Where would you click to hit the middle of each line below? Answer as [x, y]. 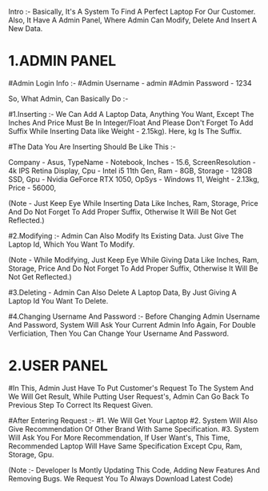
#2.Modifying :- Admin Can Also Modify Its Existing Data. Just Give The [126, 235]
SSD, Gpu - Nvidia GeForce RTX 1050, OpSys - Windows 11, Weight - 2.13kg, [134, 179]
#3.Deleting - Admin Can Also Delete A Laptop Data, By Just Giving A [123, 292]
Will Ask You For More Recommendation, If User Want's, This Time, [119, 437]
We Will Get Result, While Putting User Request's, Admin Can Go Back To [129, 396]
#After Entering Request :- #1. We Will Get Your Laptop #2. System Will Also [133, 421]
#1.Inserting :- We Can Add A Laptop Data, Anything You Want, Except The [131, 114]
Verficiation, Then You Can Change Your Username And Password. [119, 333]
